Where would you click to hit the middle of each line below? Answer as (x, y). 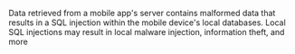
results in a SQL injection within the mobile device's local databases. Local (147, 22)
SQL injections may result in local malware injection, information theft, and (147, 32)
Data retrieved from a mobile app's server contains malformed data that (142, 13)
